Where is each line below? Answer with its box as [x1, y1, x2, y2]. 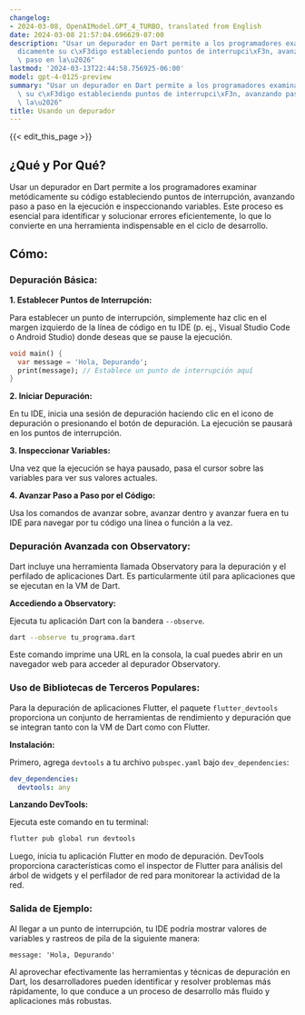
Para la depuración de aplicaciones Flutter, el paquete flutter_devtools [9, 702, 279, 713]
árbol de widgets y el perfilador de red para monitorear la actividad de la [9, 870, 280, 881]
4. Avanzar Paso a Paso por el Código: [9, 490, 156, 501]
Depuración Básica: [9, 274, 98, 286]
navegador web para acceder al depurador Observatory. [9, 659, 221, 670]
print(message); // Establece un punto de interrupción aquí [17, 365, 254, 375]
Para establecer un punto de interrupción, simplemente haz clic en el [9, 312, 268, 323]
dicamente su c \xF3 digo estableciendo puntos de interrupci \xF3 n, [17, 47, 274, 56]
